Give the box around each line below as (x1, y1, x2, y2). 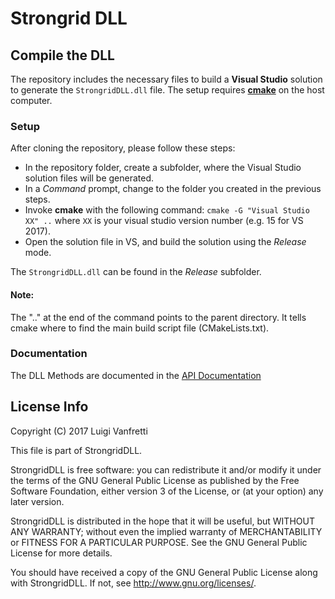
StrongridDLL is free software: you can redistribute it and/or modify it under (10, 463, 322, 476)
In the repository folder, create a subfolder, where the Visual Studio (24, 162, 302, 174)
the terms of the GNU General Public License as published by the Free (10, 474, 300, 486)
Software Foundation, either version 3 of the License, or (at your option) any (10, 485, 324, 497)
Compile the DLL (10, 47, 115, 64)
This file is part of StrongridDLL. (10, 444, 143, 456)
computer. (10, 95, 53, 106)
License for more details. (10, 547, 113, 559)
